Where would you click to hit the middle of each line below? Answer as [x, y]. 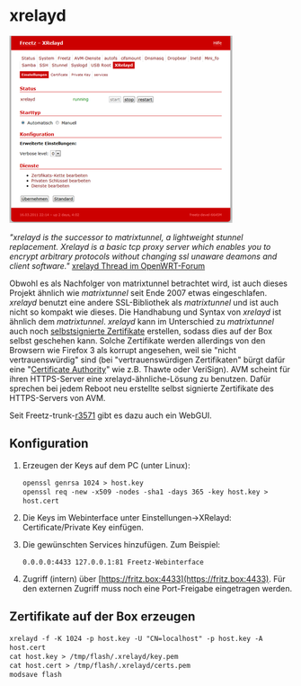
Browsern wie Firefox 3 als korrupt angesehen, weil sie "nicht [123, 350]
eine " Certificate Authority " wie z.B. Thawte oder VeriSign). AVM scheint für [150, 369]
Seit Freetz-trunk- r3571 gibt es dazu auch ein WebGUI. [111, 415]
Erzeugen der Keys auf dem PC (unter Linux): [106, 465]
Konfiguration [49, 444]
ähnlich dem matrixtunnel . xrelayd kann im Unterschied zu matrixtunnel [142, 321]
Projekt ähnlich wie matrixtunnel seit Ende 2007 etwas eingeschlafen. [138, 292]
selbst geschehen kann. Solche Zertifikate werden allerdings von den [137, 340]
